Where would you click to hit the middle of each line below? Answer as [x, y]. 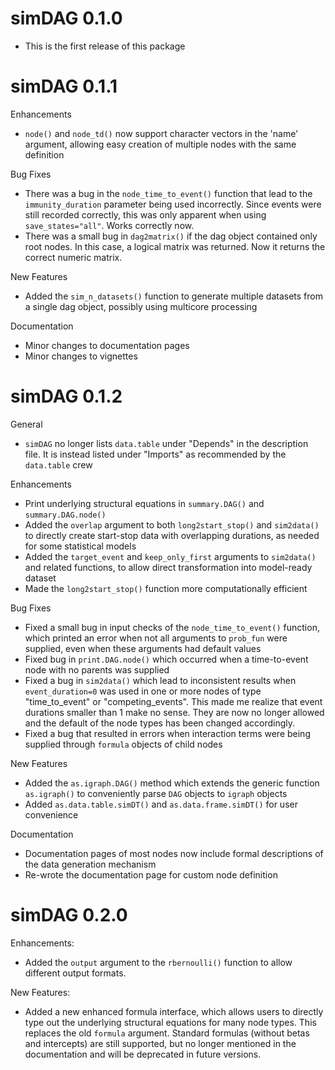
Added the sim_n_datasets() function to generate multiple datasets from [173, 296]
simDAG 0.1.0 [66, 18]
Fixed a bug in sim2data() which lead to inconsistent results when [160, 680]
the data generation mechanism [90, 864]
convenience [51, 814]
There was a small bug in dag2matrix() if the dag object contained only [171, 236]
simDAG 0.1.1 [64, 86]
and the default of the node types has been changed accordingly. [160, 723]
